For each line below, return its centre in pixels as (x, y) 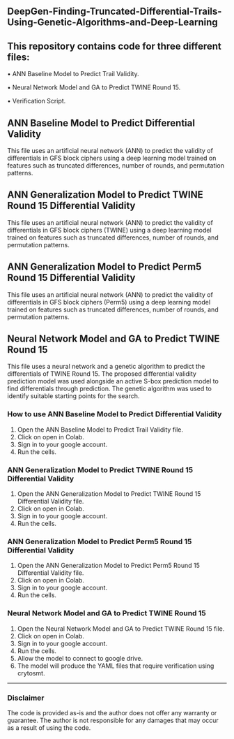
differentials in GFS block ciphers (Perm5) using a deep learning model (109, 302)
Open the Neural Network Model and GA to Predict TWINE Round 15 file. (121, 629)
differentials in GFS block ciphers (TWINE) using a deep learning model (109, 230)
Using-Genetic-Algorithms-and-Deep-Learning (112, 23)
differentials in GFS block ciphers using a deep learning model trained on (112, 158)
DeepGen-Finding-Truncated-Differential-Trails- (115, 12)
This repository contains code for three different (114, 46)
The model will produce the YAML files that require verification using (116, 666)
